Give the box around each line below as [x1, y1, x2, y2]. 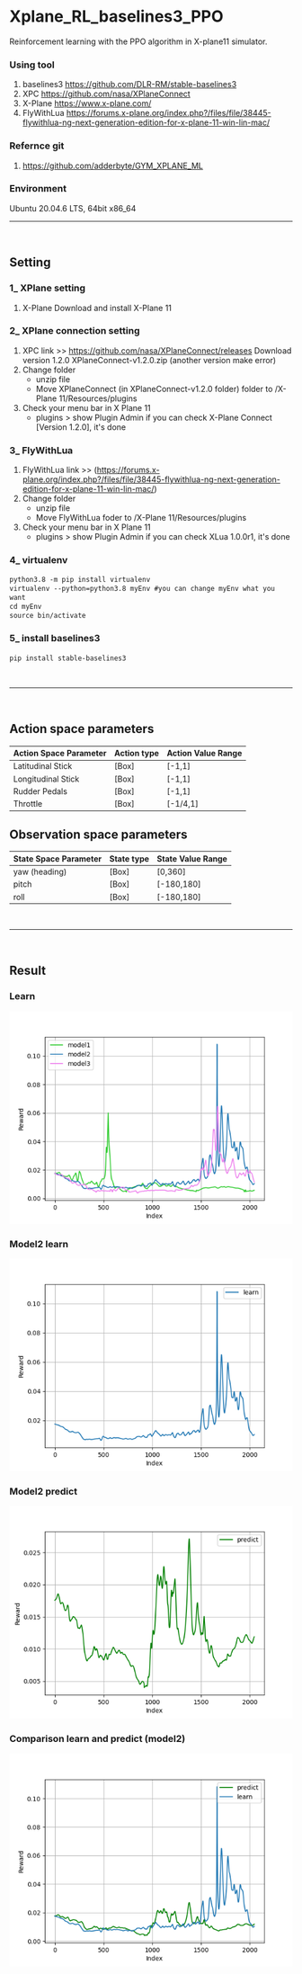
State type [109, 853, 150, 864]
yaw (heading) [13, 866, 67, 878]
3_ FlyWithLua [9, 443, 74, 456]
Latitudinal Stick [13, 761, 73, 772]
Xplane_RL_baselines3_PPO [9, 6, 224, 27]
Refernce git [9, 139, 65, 152]
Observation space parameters [9, 826, 188, 842]
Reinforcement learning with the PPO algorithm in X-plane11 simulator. [9, 36, 268, 47]
